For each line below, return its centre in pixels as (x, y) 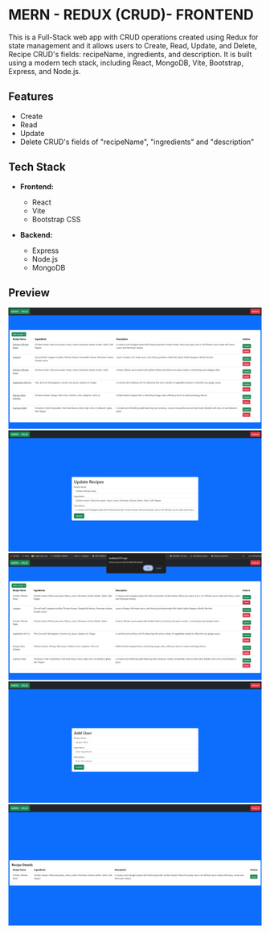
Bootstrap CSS (56, 219)
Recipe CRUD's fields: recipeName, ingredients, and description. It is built (130, 54)
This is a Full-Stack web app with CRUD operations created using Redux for (133, 37)
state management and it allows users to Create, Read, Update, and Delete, (133, 45)
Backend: (36, 234)
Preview (29, 293)
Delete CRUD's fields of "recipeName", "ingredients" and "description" (137, 142)
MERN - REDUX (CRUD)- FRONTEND (131, 15)
